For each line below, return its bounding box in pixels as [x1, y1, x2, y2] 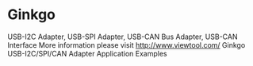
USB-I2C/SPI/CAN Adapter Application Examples [7, 49, 167, 58]
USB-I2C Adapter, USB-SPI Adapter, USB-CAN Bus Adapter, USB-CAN [7, 32, 239, 41]
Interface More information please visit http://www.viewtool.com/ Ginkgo [7, 40, 246, 49]
